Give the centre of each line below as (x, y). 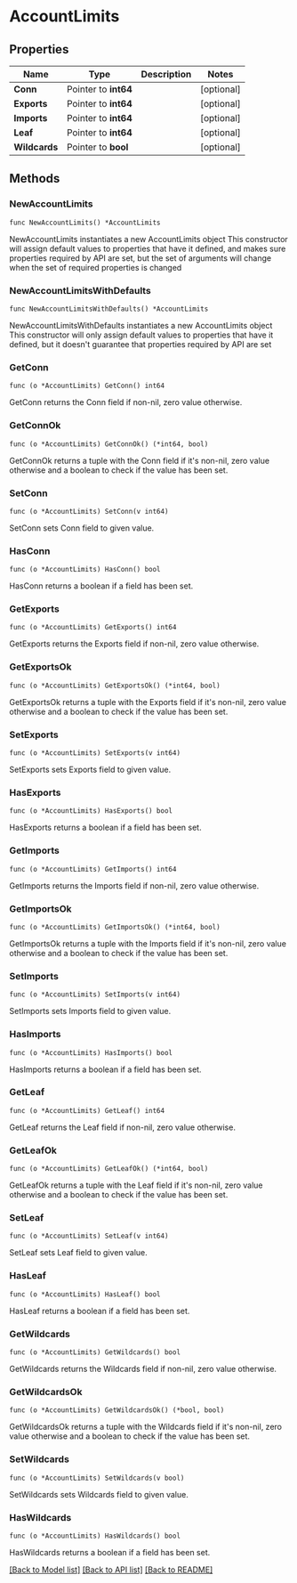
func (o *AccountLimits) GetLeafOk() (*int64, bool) (109, 1169)
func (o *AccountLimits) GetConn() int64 (87, 386)
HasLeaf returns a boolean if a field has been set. (100, 1311)
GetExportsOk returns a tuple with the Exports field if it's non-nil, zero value (148, 702)
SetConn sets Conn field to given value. (82, 528)
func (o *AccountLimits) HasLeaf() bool (85, 1294)
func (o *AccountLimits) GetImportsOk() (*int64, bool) (115, 927)
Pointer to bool (97, 147)
